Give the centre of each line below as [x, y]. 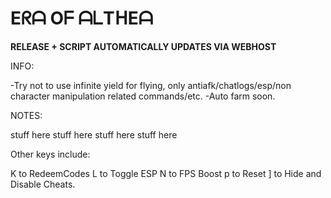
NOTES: [26, 115]
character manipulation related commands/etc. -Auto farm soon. [143, 96]
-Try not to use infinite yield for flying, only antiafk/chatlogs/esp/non [151, 85]
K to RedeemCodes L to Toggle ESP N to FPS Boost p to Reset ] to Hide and [166, 173]
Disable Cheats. [43, 184]
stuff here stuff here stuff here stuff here [94, 134]
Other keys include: [50, 154]
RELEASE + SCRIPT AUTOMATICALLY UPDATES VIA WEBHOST [143, 46]
